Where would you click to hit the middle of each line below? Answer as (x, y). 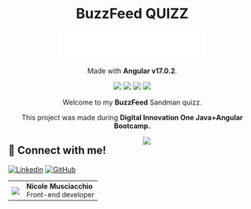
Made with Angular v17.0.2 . (132, 71)
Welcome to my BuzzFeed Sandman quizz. (132, 102)
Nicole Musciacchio (59, 186)
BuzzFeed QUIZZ (132, 14)
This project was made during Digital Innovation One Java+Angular (132, 117)
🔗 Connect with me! (57, 150)
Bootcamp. (132, 126)
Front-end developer (60, 194)
